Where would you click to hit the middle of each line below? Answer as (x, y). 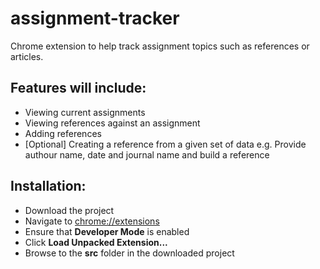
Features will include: (78, 88)
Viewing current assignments (85, 112)
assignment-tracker (95, 18)
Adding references (63, 133)
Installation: (48, 186)
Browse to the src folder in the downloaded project (129, 253)
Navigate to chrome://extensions (92, 221)
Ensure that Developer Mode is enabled (107, 231)
